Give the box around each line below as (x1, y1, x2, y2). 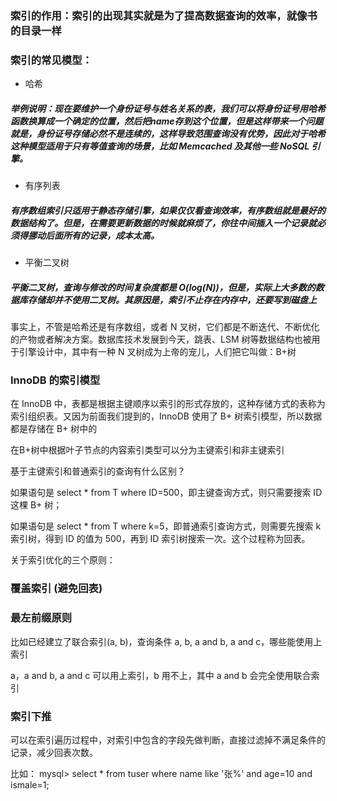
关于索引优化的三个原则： (10, 554, 116, 566)
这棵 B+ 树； (10, 499, 63, 511)
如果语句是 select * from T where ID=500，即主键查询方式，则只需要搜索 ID (10, 487, 323, 499)
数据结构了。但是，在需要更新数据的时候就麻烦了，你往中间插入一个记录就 (10, 217, 317, 229)
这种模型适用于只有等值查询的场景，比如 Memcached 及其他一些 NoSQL (10, 140, 310, 152)
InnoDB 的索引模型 (10, 373, 101, 387)
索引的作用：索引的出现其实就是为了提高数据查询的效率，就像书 (10, 8, 318, 22)
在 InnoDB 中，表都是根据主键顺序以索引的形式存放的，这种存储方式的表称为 (10, 398, 326, 410)
